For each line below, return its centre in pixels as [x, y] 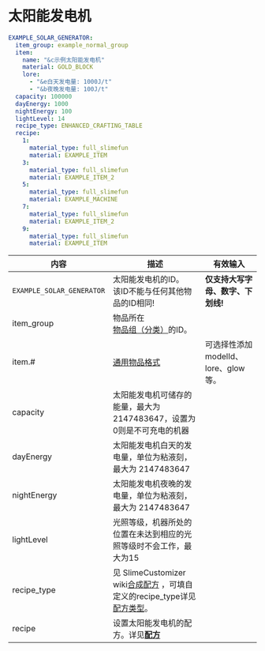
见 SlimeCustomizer [150, 573]
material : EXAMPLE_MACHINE [73, 199]
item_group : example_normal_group [72, 45]
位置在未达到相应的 [149, 534]
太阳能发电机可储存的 [153, 395]
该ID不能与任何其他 [149, 292]
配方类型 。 [133, 608]
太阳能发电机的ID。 [149, 280]
